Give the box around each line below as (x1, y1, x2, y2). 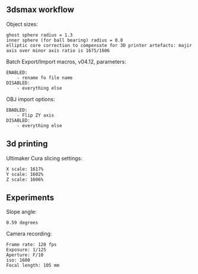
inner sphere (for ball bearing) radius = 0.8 (6, 37, 123, 43)
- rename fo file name (17, 74, 73, 81)
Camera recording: (6, 230, 52, 237)
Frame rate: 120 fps (6, 242, 58, 248)
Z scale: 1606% (6, 177, 44, 182)
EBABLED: (6, 107, 28, 113)
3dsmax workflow (6, 5, 75, 15)
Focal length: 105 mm (6, 263, 60, 269)
